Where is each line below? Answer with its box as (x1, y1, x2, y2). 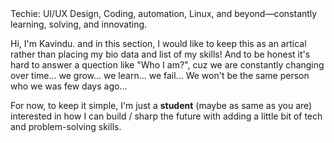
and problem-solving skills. (10, 121, 122, 132)
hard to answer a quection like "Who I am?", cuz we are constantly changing (10, 59, 325, 71)
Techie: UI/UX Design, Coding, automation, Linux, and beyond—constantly (10, 8, 318, 19)
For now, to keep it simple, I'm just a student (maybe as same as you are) (10, 100, 313, 111)
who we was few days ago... (10, 80, 128, 92)
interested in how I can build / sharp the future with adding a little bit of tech (10, 110, 323, 122)
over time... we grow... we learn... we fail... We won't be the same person (10, 70, 310, 81)
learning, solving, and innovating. (10, 18, 148, 30)
